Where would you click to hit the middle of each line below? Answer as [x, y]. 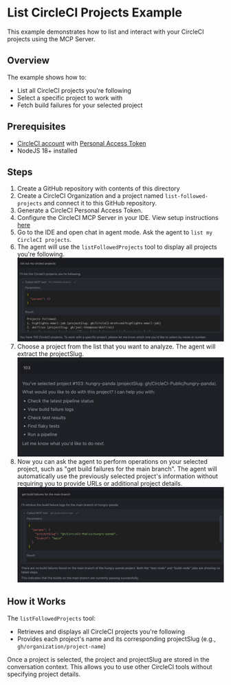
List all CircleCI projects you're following [74, 90]
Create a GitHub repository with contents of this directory [98, 189]
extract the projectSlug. [51, 353]
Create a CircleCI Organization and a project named [90, 196]
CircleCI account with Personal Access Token [81, 143]
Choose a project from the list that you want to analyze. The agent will [116, 346]
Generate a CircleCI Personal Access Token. [80, 210]
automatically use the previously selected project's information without [118, 476]
